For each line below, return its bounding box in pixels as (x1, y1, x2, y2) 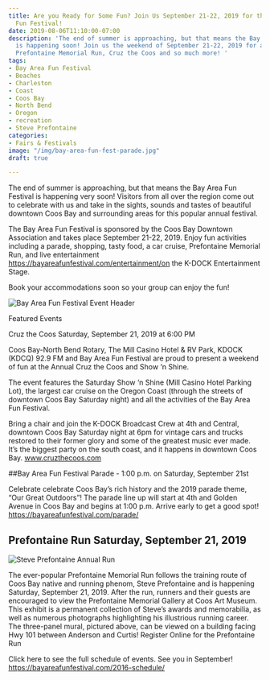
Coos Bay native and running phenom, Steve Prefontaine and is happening (8, 579, 255, 588)
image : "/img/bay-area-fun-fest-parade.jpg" (8, 146, 160, 155)
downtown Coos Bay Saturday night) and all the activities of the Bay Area (8, 395, 251, 405)
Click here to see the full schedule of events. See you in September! (8, 654, 233, 664)
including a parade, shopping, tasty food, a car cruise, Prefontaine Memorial (8, 241, 261, 251)
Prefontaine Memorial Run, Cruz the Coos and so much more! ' (15, 49, 228, 57)
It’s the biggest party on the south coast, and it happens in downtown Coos (8, 444, 257, 455)
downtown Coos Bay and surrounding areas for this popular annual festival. (8, 208, 259, 218)
